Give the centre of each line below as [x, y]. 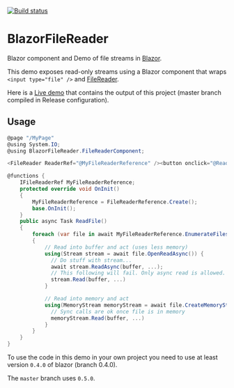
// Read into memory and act [87, 299]
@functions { [26, 176]
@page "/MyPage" [31, 138]
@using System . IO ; [34, 144]
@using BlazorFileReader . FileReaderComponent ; [76, 151]
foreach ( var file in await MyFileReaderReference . [109, 234]
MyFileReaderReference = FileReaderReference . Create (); [115, 202]
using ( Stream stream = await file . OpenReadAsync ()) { [124, 254]
